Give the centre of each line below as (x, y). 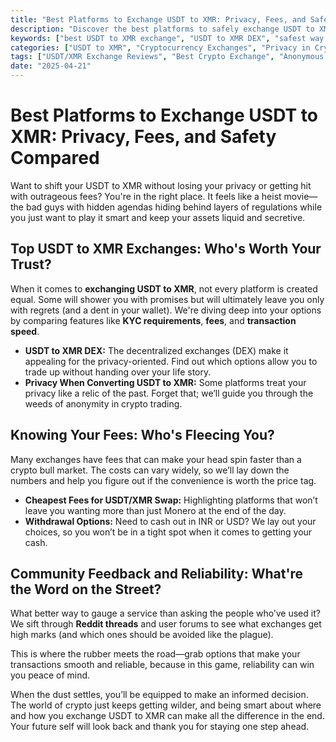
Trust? (31, 264)
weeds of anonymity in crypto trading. (103, 403)
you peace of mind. (50, 675)
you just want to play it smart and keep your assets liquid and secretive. (158, 217)
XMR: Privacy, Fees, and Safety (143, 137)
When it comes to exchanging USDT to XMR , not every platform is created (164, 288)
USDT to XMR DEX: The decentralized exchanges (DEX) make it (156, 350)
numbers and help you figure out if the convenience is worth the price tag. (163, 480)
